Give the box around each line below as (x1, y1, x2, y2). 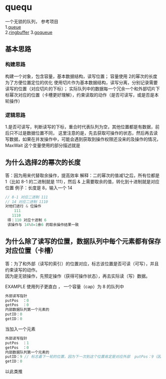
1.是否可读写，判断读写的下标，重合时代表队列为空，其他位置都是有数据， (5, 123, 156, 130)
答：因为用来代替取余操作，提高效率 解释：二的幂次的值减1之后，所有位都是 (5, 172, 160, 178)
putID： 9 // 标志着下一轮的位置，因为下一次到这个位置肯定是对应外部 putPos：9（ (5, 354, 158, 359)
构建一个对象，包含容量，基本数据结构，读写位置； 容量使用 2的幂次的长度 (5, 73, 158, 79)
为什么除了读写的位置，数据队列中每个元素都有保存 (5, 237, 161, 246)
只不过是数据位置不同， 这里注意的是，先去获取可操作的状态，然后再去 (9, 130, 154, 136)
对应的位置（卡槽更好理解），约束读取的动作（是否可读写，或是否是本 (18, 92, 159, 98)
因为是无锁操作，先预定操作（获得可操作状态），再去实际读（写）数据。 (5, 273, 150, 279)
